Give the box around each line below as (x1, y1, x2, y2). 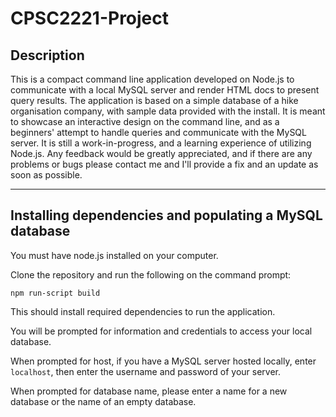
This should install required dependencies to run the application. (10, 305, 276, 317)
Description (10, 47, 85, 64)
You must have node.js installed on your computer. (10, 249, 219, 261)
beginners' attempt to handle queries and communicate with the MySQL (10, 127, 307, 138)
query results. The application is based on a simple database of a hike (10, 95, 299, 106)
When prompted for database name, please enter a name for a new (10, 385, 288, 397)
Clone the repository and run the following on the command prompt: (10, 268, 292, 281)
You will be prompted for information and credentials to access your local (10, 325, 313, 337)
